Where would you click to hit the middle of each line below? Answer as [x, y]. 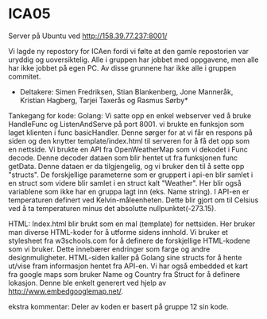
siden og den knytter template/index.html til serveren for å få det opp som [129, 140]
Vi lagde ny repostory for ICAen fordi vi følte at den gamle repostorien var [128, 51]
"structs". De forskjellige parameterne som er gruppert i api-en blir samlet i [131, 175]
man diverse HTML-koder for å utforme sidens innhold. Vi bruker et [118, 232]
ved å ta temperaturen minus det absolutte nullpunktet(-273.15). [112, 208]
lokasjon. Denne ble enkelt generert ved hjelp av [87, 282]
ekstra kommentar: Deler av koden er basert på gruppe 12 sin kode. [118, 306]
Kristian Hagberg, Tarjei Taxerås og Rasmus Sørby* [104, 100]
